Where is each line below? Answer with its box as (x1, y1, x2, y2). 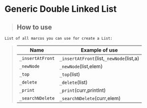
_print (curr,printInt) (59, 87, 106, 94)
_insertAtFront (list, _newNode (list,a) (59, 55, 140, 62)
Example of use (80, 47, 118, 54)
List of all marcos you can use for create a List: (4, 36, 113, 41)
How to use (16, 23, 52, 31)
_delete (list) (59, 79, 88, 85)
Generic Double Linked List (4, 3, 117, 15)
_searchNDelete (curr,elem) (59, 95, 121, 102)
